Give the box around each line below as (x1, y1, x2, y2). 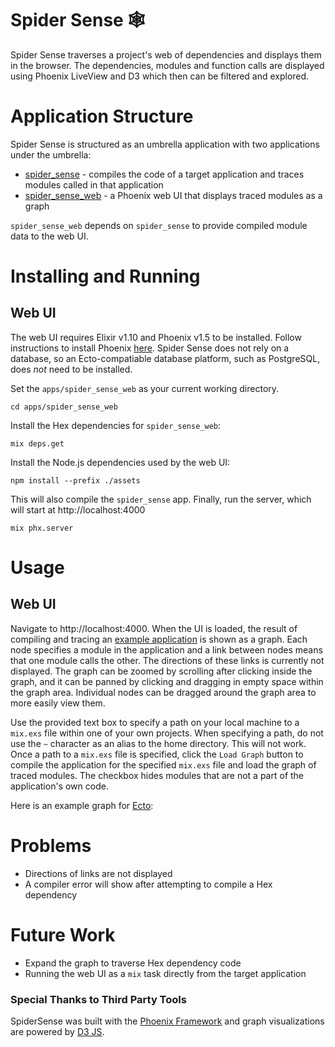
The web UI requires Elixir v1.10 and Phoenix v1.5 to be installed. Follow (10, 331, 302, 343)
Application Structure (10, 105, 194, 128)
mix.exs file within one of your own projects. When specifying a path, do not (10, 727, 324, 739)
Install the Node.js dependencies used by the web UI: (10, 456, 231, 468)
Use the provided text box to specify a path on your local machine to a (10, 716, 300, 728)
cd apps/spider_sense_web (10, 402, 118, 412)
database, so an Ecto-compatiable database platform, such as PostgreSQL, (10, 352, 321, 364)
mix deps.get (10, 438, 65, 449)
